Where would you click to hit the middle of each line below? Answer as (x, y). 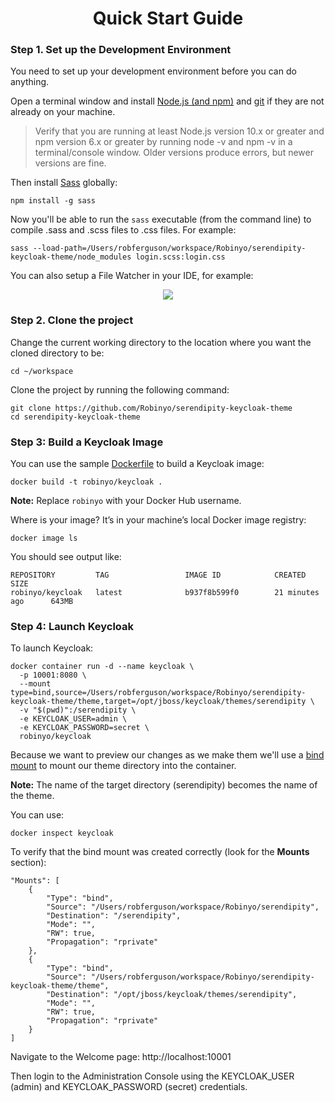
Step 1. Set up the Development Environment (121, 50)
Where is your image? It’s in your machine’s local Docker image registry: (158, 520)
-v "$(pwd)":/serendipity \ (78, 710)
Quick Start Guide (168, 18)
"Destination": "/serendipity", (114, 916)
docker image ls (44, 538)
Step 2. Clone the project (72, 320)
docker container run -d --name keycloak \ (102, 667)
